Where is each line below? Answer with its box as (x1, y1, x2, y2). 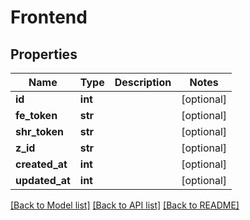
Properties (10, 46, 78, 63)
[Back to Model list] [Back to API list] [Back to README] (10, 199, 240, 211)
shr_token (15, 125, 64, 138)
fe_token (15, 109, 58, 122)
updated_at (15, 174, 71, 187)
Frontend (10, 6, 88, 29)
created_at (15, 157, 68, 171)
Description (114, 76, 172, 89)
